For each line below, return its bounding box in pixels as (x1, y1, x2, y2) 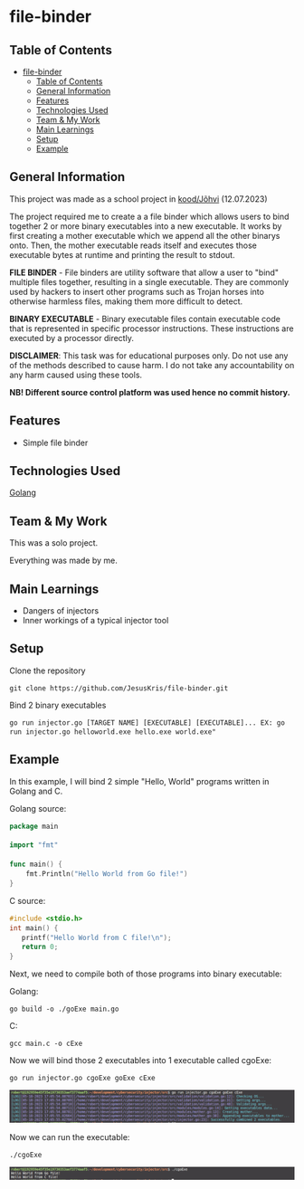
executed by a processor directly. (9, 332, 134, 343)
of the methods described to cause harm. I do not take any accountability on (9, 359, 295, 370)
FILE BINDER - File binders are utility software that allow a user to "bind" (9, 267, 279, 278)
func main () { (9, 860, 63, 870)
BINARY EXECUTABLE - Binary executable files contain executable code (9, 313, 280, 324)
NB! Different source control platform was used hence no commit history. (9, 386, 291, 397)
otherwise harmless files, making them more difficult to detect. (9, 296, 243, 307)
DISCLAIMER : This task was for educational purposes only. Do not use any (9, 350, 289, 361)
